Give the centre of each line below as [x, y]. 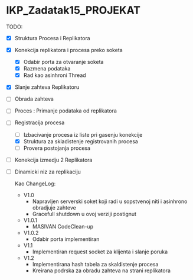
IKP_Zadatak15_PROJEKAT [73, 10]
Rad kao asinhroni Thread [55, 75]
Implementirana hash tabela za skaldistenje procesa [95, 264]
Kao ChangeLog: [35, 184]
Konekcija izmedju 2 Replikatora [53, 160]
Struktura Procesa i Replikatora [52, 38]
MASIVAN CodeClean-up [63, 226]
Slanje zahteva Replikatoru [47, 87]
